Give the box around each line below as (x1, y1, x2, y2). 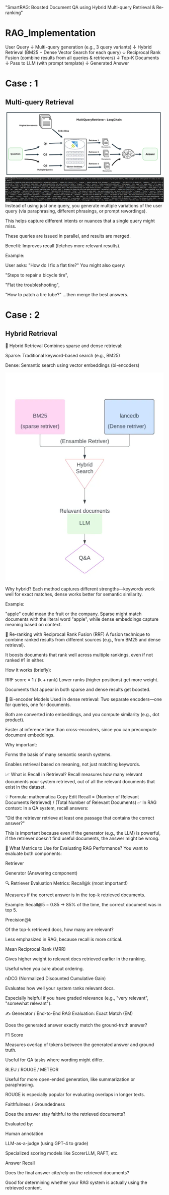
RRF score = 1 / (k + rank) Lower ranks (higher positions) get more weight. (5, 676, 159, 683)
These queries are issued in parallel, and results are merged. (5, 233, 131, 239)
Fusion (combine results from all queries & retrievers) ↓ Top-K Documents (5, 55, 159, 61)
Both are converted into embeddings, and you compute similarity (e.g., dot (5, 711, 159, 717)
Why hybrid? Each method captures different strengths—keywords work (5, 585, 155, 592)
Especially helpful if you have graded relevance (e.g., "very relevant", (5, 995, 149, 1001)
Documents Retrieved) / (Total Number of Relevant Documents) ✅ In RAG (5, 799, 157, 805)
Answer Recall (5, 1160, 35, 1166)
